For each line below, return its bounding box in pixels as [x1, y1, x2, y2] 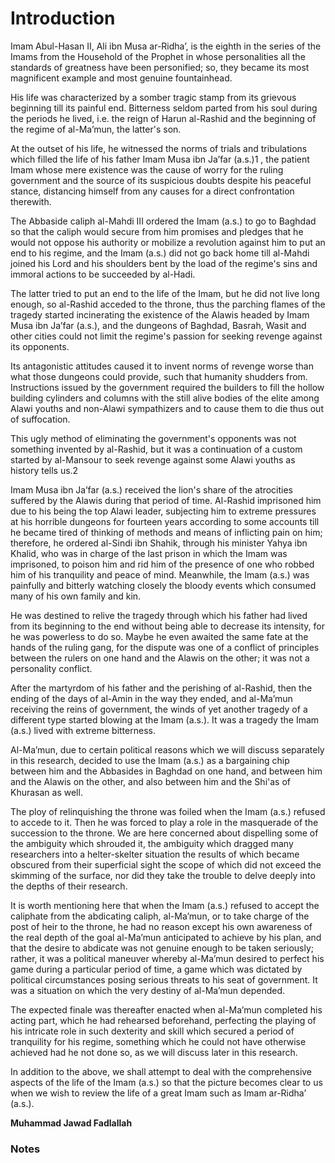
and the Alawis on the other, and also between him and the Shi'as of [10, 775, 291, 787]
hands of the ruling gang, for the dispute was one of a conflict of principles [10, 641, 320, 653]
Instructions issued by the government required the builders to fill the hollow [10, 381, 325, 393]
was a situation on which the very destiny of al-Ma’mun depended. [10, 984, 286, 996]
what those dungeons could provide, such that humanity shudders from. [10, 370, 308, 382]
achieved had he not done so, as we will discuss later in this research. [10, 1046, 298, 1058]
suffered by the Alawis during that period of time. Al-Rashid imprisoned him [10, 494, 322, 506]
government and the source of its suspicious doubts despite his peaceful [10, 174, 312, 186]
